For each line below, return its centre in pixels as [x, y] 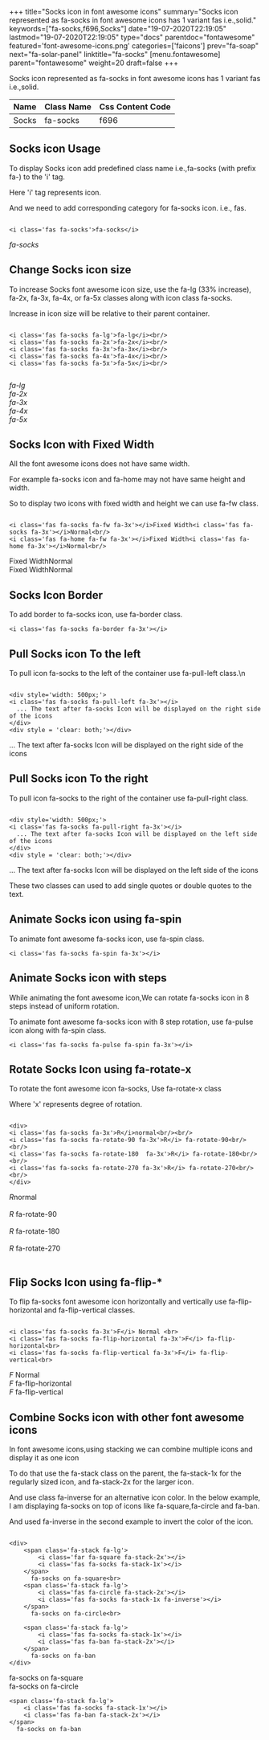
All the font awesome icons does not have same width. [100, 464]
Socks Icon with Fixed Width [82, 445]
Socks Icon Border [56, 595]
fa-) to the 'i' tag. [37, 177]
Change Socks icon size [70, 270]
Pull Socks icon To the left [75, 654]
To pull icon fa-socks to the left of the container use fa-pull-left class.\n [127, 673]
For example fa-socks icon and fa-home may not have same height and [127, 479]
